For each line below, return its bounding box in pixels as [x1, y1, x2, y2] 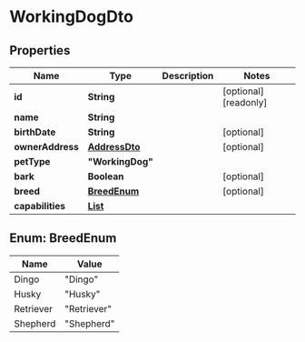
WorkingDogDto [9, 6, 134, 27]
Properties [9, 43, 71, 58]
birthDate [14, 126, 56, 138]
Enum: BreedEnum [9, 230, 117, 246]
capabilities [14, 200, 66, 212]
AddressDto [87, 141, 141, 153]
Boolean [87, 170, 124, 183]
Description [162, 70, 214, 82]
